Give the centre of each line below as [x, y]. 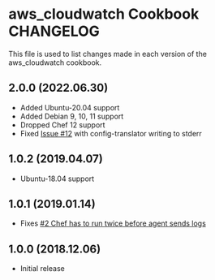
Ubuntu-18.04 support [57, 179]
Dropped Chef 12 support [62, 125]
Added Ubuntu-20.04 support [70, 107]
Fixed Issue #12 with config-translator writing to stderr [111, 133]
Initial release [42, 269]
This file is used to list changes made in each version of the [107, 54]
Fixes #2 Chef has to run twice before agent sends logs [113, 223]
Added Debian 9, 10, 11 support [72, 116]
